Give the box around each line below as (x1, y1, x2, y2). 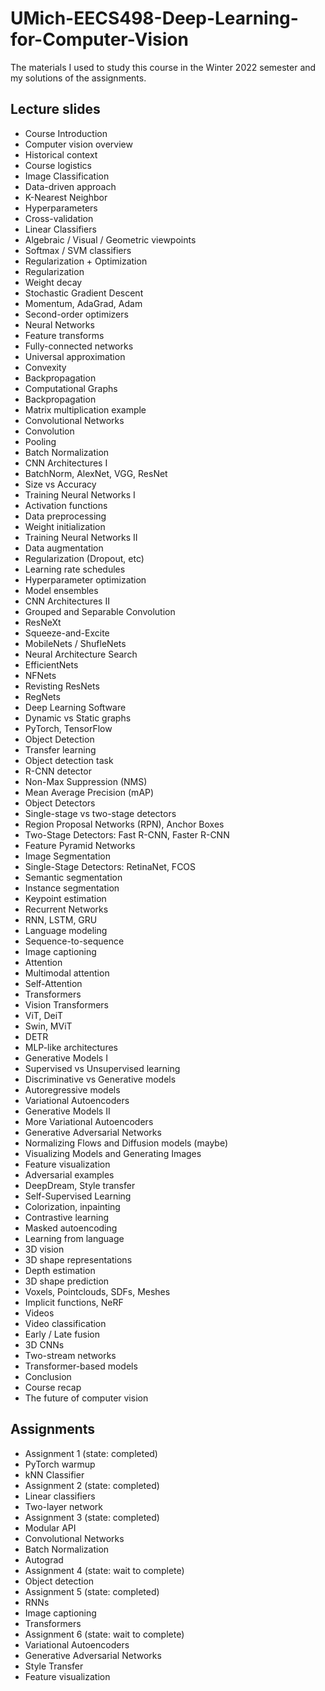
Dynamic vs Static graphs (24, 712, 132, 724)
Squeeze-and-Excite (24, 627, 110, 639)
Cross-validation (24, 212, 94, 224)
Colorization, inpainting (24, 1200, 121, 1212)
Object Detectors (24, 797, 96, 809)
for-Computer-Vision (10, 28, 189, 51)
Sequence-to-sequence (24, 935, 125, 947)
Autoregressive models (24, 1083, 121, 1096)
